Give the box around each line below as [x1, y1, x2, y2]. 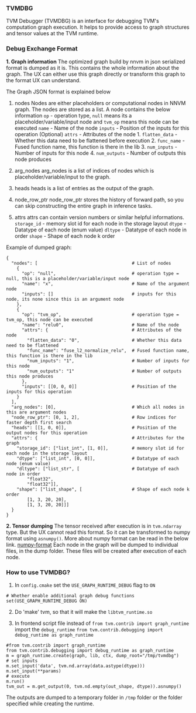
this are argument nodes [6, 409, 67, 415]
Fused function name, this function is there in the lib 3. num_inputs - [14, 143, 177, 150]
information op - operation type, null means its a [14, 112, 132, 119]
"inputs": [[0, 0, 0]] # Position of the [21, 384, 177, 389]
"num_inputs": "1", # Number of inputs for [27, 358, 190, 364]
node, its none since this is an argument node [6, 296, 125, 302]
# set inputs [6, 658, 38, 664]
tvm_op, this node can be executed [6, 317, 93, 322]
